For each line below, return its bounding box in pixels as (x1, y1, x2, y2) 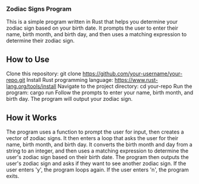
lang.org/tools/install (6, 83, 56, 90)
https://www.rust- (114, 77, 159, 84)
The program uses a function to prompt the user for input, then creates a (6, 128, 184, 135)
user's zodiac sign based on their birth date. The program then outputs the (6, 153, 189, 160)
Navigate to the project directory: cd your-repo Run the (57, 83, 192, 90)
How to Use (6, 54, 50, 64)
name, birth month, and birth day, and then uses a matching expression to (6, 31, 187, 38)
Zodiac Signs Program (6, 5, 72, 13)
